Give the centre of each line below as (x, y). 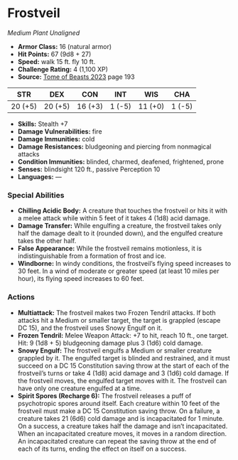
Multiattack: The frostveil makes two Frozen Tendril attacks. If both (117, 312)
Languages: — (39, 176)
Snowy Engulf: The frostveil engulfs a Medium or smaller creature (114, 351)
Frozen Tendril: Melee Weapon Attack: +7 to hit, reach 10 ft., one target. (123, 335)
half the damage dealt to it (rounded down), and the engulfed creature (120, 233)
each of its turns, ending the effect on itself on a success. (102, 449)
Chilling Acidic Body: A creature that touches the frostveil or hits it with (122, 210)
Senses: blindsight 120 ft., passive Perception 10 (89, 169)
